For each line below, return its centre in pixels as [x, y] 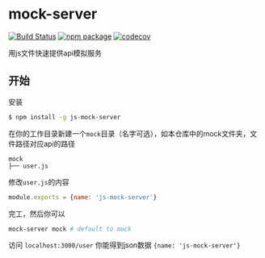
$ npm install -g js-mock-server [65, 117]
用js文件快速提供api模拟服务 [55, 52]
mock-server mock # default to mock [70, 229]
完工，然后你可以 [37, 214]
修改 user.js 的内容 [39, 181]
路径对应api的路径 [45, 144]
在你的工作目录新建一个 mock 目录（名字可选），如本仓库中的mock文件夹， [129, 133]
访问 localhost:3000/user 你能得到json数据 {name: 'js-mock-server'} [124, 245]
